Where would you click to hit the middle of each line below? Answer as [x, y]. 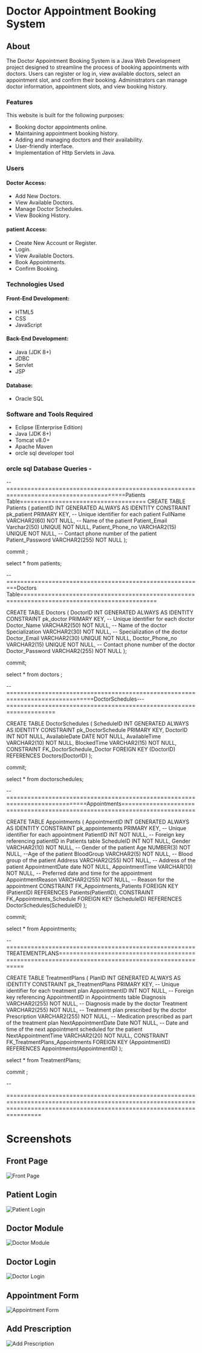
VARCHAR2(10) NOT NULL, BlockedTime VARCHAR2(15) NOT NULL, [92, 742]
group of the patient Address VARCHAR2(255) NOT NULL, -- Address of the [101, 860]
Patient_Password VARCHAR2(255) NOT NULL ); [67, 540]
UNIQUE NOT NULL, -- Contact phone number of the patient [82, 533]
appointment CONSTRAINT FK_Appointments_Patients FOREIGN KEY [92, 886]
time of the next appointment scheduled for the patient [74, 1029]
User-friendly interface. [44, 146]
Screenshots [39, 1139]
